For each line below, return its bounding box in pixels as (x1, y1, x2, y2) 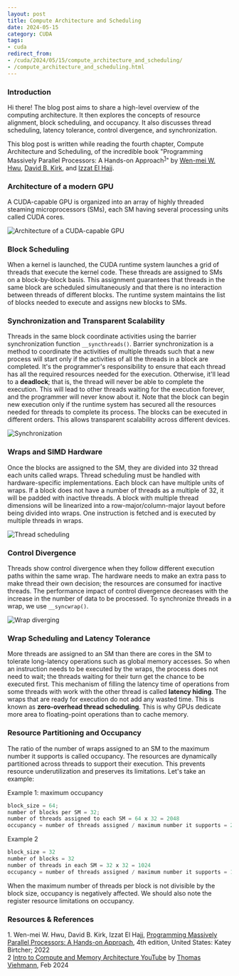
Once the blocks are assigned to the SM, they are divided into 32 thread (7, 463, 218, 472)
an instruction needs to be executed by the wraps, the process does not (7, 665, 218, 673)
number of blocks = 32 (7, 856, 75, 863)
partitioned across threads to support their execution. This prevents (7, 759, 206, 768)
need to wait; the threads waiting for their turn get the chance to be (7, 673, 205, 681)
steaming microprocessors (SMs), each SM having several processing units (7, 204, 229, 214)
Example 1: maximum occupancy (7, 788, 103, 796)
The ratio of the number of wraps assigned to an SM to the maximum (7, 744, 210, 752)
